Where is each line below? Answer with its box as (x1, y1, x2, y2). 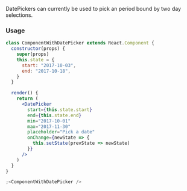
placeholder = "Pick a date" (27, 129, 95, 135)
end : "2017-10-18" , (21, 68, 71, 74)
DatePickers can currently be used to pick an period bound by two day (5, 5, 182, 12)
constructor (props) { (11, 46, 66, 52)
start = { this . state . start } (27, 106, 93, 113)
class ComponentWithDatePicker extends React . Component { (5, 40, 154, 46)
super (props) (16, 51, 49, 58)
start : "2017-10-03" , (21, 62, 77, 68)
